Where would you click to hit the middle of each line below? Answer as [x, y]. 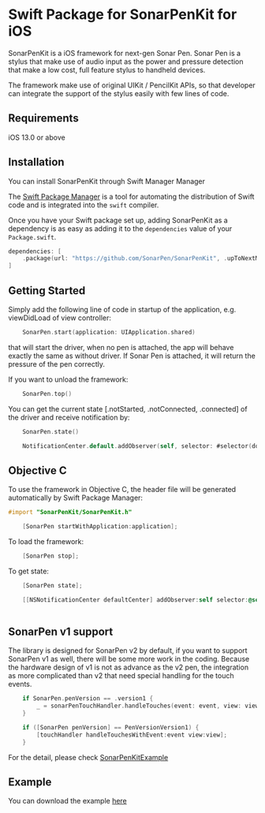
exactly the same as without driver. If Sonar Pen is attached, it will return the [132, 356]
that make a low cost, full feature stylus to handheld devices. [107, 69]
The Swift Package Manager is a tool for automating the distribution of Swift [131, 196]
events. [20, 684]
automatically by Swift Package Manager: [76, 498]
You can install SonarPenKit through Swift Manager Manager [107, 181]
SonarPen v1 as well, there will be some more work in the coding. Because [129, 659]
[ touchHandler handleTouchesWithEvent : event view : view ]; [132, 735]
